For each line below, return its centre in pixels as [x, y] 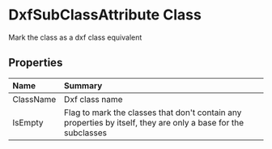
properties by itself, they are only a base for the [154, 122]
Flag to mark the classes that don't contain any [153, 113]
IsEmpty [28, 122]
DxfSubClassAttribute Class [105, 15]
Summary [83, 85]
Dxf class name [93, 99]
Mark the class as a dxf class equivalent [75, 37]
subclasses [85, 133]
